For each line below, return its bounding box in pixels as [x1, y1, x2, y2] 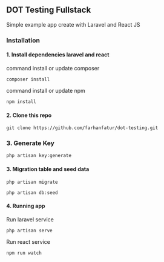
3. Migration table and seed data [6, 166, 90, 173]
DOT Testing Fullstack [6, 5, 91, 15]
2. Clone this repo [6, 112, 52, 119]
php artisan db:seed [6, 189, 59, 196]
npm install [6, 98, 36, 105]
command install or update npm [6, 87, 86, 94]
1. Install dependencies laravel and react [6, 51, 110, 58]
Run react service [6, 238, 50, 245]
